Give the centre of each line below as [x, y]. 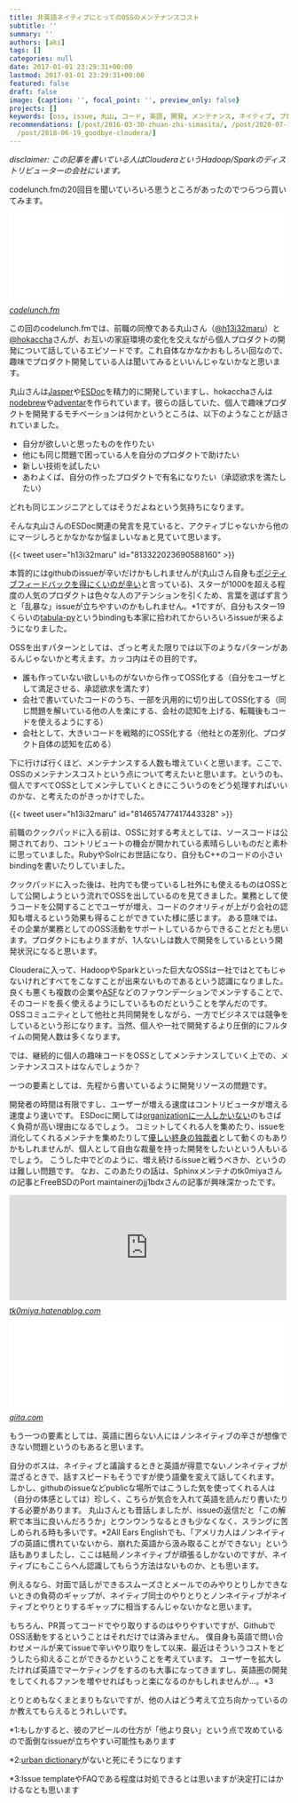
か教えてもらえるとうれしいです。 [71, 1711]
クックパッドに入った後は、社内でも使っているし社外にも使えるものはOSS [145, 884]
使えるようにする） [73, 721]
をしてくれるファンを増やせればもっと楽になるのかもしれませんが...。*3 [141, 1680]
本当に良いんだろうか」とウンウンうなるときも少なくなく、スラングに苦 [157, 1521]
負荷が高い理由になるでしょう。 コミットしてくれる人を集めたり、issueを [151, 1126]
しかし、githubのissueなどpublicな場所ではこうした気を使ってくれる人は [142, 1488]
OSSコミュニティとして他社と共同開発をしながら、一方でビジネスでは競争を [149, 1014]
